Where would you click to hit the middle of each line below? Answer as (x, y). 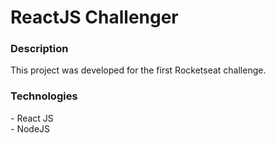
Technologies (44, 96)
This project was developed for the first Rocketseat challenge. (138, 70)
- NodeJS (30, 128)
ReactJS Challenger (94, 17)
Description (39, 49)
